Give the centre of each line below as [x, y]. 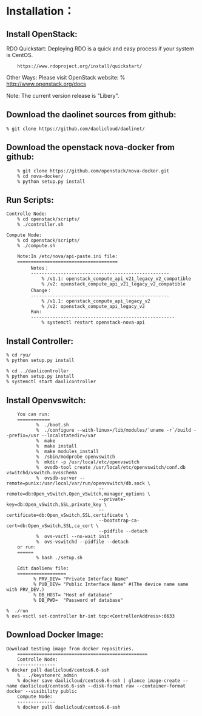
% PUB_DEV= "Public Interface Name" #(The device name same [111, 585]
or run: [27, 547]
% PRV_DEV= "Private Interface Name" [81, 579]
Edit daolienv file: [43, 568]
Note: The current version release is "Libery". [63, 96]
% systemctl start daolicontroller [51, 382]
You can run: [34, 414]
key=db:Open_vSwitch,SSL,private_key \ [57, 505]
